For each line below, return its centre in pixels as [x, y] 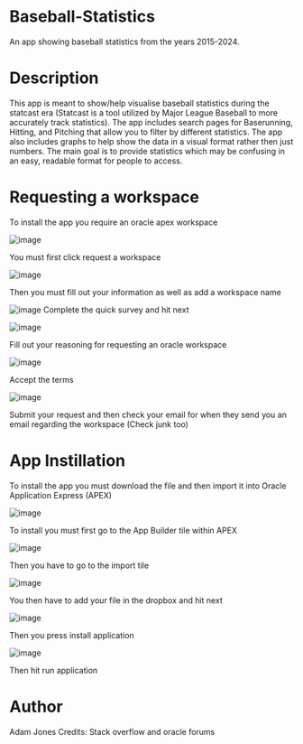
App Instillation [68, 460]
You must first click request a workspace [85, 257]
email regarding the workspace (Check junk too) [99, 424]
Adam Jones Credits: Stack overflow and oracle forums [112, 731]
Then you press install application [72, 635]
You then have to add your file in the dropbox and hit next [116, 600]
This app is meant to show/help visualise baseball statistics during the [139, 103]
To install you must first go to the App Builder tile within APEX [123, 530]
